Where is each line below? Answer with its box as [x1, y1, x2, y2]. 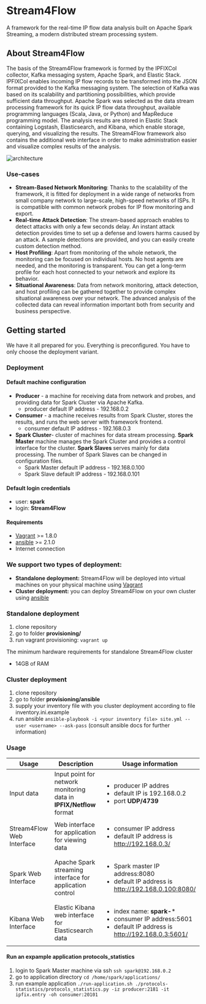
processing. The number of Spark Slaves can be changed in [15, 451, 167, 458]
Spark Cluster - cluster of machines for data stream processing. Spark [15, 431, 194, 438]
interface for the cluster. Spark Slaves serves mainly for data [15, 444, 170, 451]
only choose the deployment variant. [6, 348, 99, 356]
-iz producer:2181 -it [111, 986, 170, 992]
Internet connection [15, 545, 66, 552]
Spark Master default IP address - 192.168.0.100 [24, 463, 145, 471]
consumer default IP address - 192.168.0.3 [24, 424, 131, 432]
